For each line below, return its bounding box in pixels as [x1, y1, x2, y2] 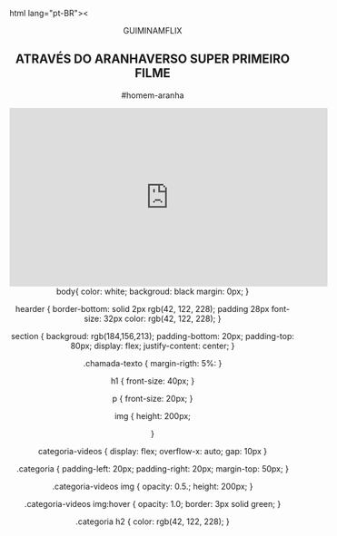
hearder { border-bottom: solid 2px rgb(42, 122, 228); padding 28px [15, 303, 270, 314]
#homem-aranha [121, 90, 184, 101]
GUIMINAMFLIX [123, 25, 183, 35]
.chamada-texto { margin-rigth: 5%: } [83, 357, 223, 368]
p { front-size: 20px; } [112, 393, 193, 404]
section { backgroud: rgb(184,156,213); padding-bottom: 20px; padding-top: [10, 330, 295, 341]
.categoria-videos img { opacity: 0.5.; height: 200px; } [52, 481, 253, 492]
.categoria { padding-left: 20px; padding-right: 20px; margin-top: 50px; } [16, 463, 289, 474]
